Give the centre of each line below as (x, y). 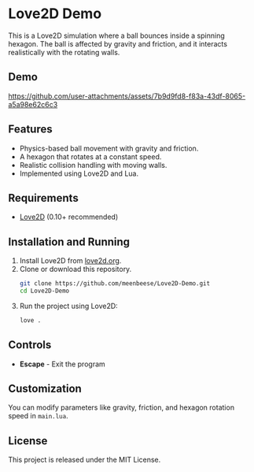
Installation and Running (69, 242)
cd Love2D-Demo (44, 291)
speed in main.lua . (38, 416)
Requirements (43, 198)
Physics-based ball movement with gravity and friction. (109, 148)
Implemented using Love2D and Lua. (79, 173)
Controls (30, 345)
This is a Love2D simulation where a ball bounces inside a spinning (117, 35)
